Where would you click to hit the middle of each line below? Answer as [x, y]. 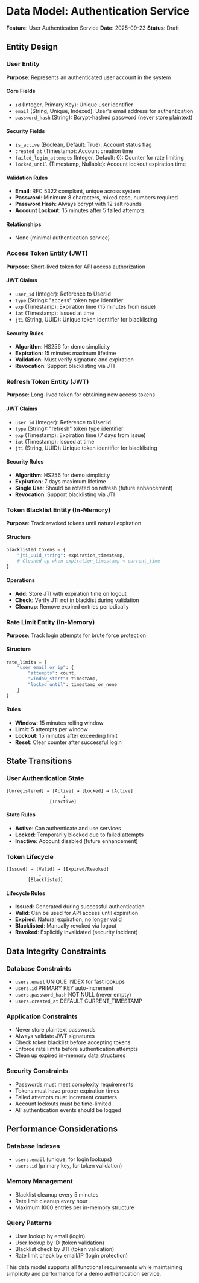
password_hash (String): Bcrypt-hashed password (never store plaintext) [104, 117]
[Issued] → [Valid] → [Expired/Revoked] [58, 869]
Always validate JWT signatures [55, 1036]
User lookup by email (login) [50, 1236]
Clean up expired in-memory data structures [70, 1055]
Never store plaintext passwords [55, 1030]
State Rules [21, 815]
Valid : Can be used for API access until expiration [77, 913]
